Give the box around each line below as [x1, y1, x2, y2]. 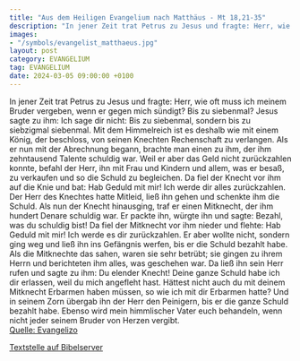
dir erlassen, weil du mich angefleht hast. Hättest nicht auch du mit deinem [9, 277, 286, 288]
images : [9, 30, 39, 39]
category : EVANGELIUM [9, 55, 90, 64]
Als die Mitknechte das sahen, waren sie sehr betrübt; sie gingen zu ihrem [9, 248, 283, 259]
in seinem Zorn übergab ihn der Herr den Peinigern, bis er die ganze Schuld [9, 296, 289, 306]
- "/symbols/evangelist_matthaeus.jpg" [9, 38, 159, 47]
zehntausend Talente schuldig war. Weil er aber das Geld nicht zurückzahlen [9, 153, 292, 164]
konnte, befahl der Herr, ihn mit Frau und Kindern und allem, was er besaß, [9, 162, 285, 173]
